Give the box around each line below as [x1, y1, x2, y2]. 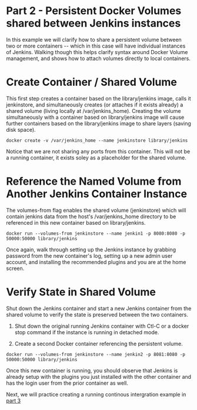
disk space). [6, 126, 36, 133]
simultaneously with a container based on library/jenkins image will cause [6, 114, 185, 121]
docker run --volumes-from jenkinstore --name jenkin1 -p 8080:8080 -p [6, 231, 185, 236]
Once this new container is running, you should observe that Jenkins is [6, 366, 178, 374]
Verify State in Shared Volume [6, 285, 156, 298]
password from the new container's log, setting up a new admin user [6, 252, 173, 259]
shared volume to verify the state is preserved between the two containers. [6, 311, 189, 318]
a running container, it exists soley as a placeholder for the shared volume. [6, 154, 186, 161]
